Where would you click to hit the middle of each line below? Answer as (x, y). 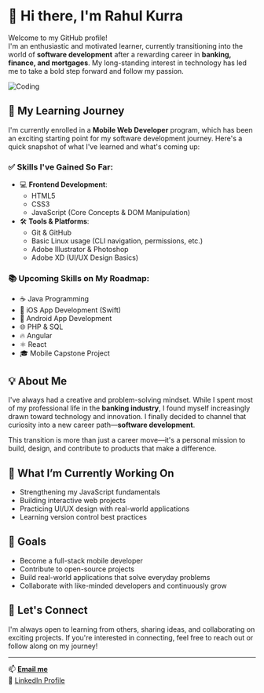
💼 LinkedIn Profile (37, 680)
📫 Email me (28, 669)
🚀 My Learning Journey (66, 111)
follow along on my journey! (53, 646)
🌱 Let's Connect (48, 610)
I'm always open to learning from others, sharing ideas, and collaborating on (132, 629)
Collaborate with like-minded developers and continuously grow (123, 585)
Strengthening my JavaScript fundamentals (90, 492)
